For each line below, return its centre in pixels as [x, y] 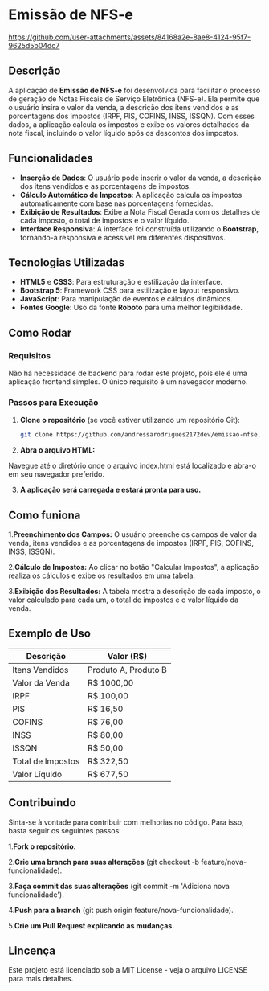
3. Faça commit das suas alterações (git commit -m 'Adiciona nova [119, 886]
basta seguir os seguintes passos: [65, 830]
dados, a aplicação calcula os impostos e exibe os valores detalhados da [129, 124]
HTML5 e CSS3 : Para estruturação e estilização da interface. [121, 282]
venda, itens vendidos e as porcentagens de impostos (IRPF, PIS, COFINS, [131, 543]
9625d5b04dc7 [34, 45]
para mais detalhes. [41, 979]
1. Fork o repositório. [42, 846]
